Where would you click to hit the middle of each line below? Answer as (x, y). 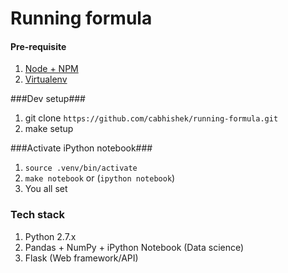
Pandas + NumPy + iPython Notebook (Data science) (134, 247)
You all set (46, 189)
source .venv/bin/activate (81, 168)
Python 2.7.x (50, 236)
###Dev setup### (48, 99)
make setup (49, 129)
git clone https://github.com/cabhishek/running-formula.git (151, 118)
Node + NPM (51, 69)
